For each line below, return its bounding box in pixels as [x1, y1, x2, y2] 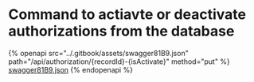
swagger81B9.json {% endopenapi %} [8, 65, 134, 74]
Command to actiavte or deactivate [8, 6, 247, 24]
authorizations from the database [8, 22, 235, 40]
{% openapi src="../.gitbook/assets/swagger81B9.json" [8, 48, 189, 58]
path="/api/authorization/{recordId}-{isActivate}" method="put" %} [8, 57, 231, 66]
